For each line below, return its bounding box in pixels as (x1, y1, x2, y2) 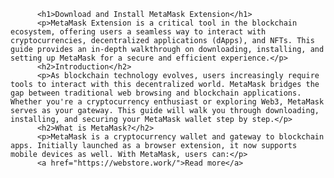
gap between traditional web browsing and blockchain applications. (10, 88, 302, 98)
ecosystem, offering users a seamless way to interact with (10, 27, 267, 37)
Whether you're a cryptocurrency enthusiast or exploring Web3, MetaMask (10, 97, 325, 107)
